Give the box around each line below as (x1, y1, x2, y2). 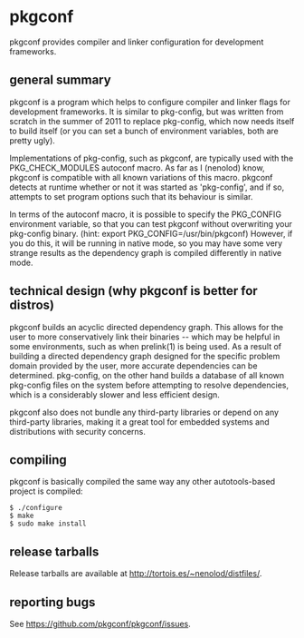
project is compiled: (9, 486, 83, 496)
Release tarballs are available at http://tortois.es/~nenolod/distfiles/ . (9, 568, 262, 579)
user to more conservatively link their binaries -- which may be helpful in (9, 331, 280, 342)
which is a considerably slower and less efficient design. (9, 388, 220, 400)
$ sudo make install (9, 519, 88, 528)
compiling (9, 452, 68, 467)
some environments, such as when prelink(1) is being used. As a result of (9, 340, 282, 351)
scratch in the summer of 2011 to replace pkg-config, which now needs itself (9, 115, 295, 126)
